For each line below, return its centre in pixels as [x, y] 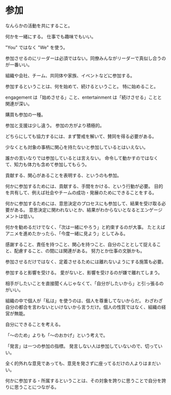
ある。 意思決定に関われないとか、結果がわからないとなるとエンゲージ [88, 210]
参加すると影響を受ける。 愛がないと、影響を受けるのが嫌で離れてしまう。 [84, 272]
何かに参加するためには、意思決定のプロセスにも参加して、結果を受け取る [83, 203]
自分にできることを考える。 [34, 324]
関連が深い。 [19, 103]
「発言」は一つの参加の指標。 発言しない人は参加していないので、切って [82, 346]
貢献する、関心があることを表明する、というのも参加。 [63, 175]
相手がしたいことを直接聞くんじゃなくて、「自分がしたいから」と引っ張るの [84, 283]
